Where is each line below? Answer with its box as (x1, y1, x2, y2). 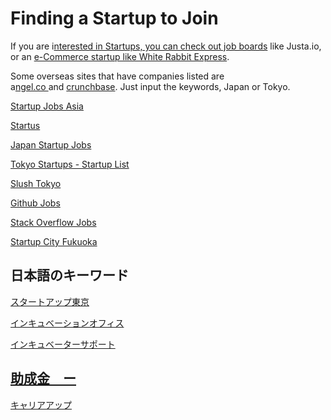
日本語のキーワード (10, 267, 129, 284)
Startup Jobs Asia (10, 100, 84, 112)
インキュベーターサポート (10, 338, 116, 350)
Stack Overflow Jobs (10, 216, 97, 228)
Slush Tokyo (10, 177, 62, 189)
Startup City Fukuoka (10, 235, 98, 247)
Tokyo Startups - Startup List (10, 158, 130, 170)
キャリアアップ (10, 398, 72, 411)
